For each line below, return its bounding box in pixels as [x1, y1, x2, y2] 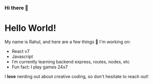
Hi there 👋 [4, 4, 29, 11]
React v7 [11, 48, 30, 54]
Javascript [11, 54, 33, 59]
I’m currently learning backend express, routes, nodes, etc [11, 58, 130, 64]
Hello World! [4, 23, 56, 34]
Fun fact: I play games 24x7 [11, 64, 68, 70]
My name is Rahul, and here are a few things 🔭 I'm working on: [4, 39, 131, 45]
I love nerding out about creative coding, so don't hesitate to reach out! [4, 73, 149, 79]
